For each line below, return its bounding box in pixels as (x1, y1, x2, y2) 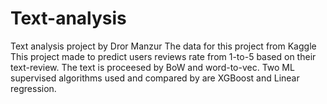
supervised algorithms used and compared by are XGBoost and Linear (10, 72, 300, 84)
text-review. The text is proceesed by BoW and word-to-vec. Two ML (10, 61, 295, 73)
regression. (10, 82, 57, 94)
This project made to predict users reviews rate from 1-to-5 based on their (10, 50, 317, 62)
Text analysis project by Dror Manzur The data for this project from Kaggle (10, 40, 317, 52)
